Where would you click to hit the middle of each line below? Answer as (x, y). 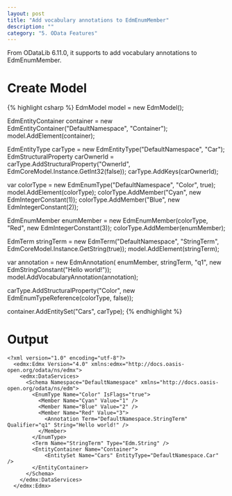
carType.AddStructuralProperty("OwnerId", (69, 164)
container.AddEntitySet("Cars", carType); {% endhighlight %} (95, 312)
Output (28, 340)
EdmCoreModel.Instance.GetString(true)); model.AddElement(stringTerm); (114, 249)
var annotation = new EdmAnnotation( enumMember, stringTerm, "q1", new (115, 262)
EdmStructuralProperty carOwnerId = (61, 157)
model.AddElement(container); (51, 136)
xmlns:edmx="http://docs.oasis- (138, 365)
